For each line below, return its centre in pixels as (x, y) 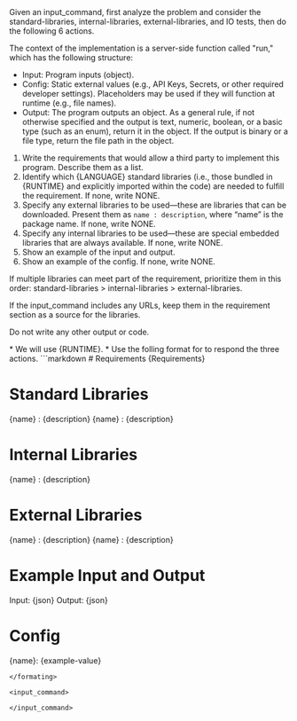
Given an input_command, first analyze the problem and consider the (135, 12)
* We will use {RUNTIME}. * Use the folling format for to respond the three (145, 349)
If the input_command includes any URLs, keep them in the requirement (140, 305)
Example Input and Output (107, 576)
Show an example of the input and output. (98, 252)
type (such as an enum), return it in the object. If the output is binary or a (155, 131)
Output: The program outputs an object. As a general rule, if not (138, 112)
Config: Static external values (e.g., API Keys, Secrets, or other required (152, 84)
